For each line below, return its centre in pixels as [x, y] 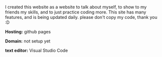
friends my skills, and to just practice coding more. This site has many [76, 12]
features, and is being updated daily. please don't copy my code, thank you [81, 17]
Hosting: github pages [28, 32]
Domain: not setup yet [28, 41]
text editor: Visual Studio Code [37, 50]
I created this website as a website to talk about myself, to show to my [76, 7]
